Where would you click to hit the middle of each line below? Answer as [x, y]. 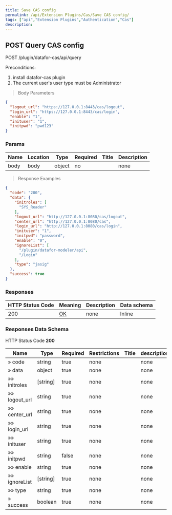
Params [15, 144]
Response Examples [39, 179]
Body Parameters [36, 93]
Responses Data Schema [37, 329]
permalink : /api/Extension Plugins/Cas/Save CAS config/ [67, 15]
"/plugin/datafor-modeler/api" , [53, 250]
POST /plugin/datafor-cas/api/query [44, 58]
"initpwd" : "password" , [40, 236]
